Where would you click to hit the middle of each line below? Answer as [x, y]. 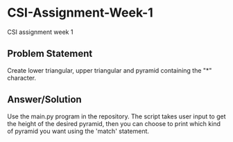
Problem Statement [50, 54]
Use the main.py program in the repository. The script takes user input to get [116, 116]
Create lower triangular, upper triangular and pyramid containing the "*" [110, 70]
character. [22, 78]
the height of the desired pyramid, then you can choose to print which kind [114, 123]
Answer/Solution [44, 99]
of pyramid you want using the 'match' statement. [78, 131]
